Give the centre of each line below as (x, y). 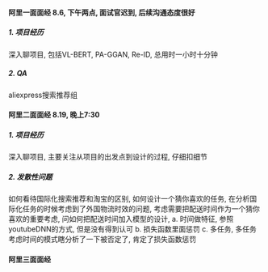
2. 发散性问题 (30, 176)
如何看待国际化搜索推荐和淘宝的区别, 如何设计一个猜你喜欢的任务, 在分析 (129, 199)
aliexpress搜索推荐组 (43, 95)
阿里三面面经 (29, 259)
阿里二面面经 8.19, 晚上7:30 (54, 115)
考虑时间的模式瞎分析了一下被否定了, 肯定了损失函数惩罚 (102, 240)
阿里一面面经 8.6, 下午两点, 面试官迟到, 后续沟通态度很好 (102, 12)
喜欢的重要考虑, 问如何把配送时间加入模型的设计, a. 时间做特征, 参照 (121, 219)
